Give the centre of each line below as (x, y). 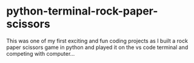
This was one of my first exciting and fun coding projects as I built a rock (97, 41)
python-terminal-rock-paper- (82, 11)
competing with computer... (41, 53)
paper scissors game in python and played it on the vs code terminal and (97, 47)
